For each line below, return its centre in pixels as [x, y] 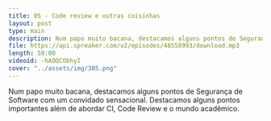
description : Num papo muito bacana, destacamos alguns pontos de [122, 38]
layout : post [30, 23]
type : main [27, 31]
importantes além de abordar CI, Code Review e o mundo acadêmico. [124, 108]
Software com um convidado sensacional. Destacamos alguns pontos [124, 100]
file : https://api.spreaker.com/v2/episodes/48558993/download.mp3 [124, 46]
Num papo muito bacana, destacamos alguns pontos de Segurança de [126, 91]
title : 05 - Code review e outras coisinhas [84, 16]
